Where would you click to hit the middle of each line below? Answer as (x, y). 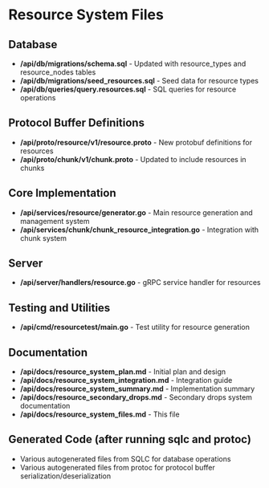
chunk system (43, 238)
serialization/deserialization (65, 476)
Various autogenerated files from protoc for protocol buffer (117, 467)
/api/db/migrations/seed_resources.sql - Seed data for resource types (139, 81)
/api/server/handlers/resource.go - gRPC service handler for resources (140, 283)
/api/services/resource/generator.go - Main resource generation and (136, 212)
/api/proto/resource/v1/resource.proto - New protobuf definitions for (136, 142)
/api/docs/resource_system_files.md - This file (100, 414)
